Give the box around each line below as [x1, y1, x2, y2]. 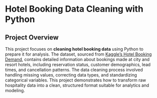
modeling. [5, 88, 25, 93]
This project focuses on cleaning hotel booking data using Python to [5, 46, 143, 52]
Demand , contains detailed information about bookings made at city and [5, 57, 150, 62]
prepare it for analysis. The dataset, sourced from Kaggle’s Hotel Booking [5, 51, 152, 57]
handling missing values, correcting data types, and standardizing [5, 72, 137, 78]
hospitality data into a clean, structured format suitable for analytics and [5, 82, 149, 88]
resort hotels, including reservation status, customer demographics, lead [5, 62, 151, 67]
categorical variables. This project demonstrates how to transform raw [5, 77, 146, 83]
